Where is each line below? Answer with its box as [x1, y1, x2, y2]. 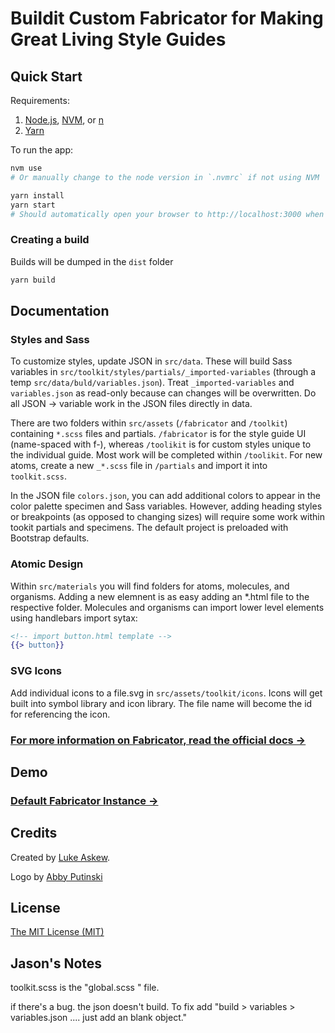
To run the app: [10, 144, 74, 156]
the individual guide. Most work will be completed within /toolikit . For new [10, 449, 323, 461]
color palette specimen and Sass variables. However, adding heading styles [10, 500, 323, 512]
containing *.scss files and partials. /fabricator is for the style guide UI [10, 428, 307, 440]
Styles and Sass [10, 332, 90, 346]
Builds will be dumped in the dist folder [10, 255, 174, 267]
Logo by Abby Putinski [10, 870, 103, 882]
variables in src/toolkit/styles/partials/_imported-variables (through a [10, 366, 317, 378]
